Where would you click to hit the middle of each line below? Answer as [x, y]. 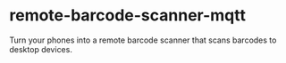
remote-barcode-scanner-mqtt [127, 16]
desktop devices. [41, 49]
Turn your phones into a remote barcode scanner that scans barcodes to [143, 40]
